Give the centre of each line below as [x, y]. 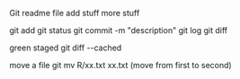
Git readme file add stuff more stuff [75, 13]
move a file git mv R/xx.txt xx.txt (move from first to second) [120, 65]
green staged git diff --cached [66, 48]
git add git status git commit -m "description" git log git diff [118, 30]
